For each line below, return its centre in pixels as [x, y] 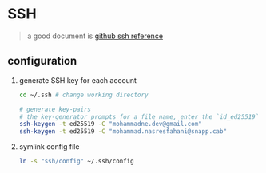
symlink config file [49, 147]
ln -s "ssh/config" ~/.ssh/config [76, 161]
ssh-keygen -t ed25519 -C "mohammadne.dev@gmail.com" [110, 124]
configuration [42, 61]
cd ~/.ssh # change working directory [83, 95]
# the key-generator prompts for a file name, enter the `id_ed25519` [139, 116]
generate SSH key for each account [78, 80]
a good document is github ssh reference [95, 36]
